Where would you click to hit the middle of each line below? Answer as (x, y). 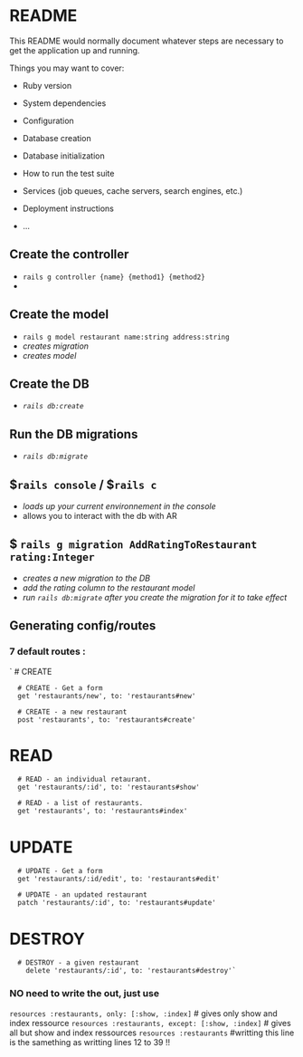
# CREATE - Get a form (60, 688)
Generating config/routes (83, 626)
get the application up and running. (75, 50)
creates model (49, 355)
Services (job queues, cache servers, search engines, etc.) (133, 190)
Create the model (59, 315)
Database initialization (64, 156)
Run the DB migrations (74, 434)
